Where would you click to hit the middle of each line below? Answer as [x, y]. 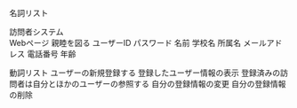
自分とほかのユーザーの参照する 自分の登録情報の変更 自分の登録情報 [159, 84]
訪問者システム [36, 32]
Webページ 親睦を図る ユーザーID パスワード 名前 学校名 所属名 [125, 43]
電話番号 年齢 [51, 54]
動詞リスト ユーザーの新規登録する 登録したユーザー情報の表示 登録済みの [145, 73]
